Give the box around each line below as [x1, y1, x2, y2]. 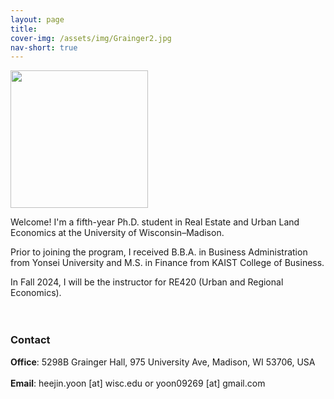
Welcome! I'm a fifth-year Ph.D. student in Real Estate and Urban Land [10, 216, 300, 228]
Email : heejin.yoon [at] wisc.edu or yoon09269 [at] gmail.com [10, 377, 266, 389]
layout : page [10, 14, 65, 25]
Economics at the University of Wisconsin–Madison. [10, 227, 225, 239]
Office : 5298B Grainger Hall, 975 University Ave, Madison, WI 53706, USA [10, 356, 316, 368]
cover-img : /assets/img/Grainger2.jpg [10, 33, 172, 43]
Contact [10, 333, 51, 347]
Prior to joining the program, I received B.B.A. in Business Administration [10, 246, 308, 258]
